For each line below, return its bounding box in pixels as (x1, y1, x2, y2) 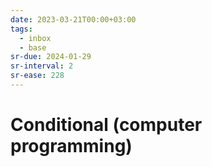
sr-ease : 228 (10, 71, 65, 81)
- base (19, 42, 47, 53)
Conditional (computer (10, 114, 203, 136)
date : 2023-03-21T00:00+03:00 (10, 14, 137, 25)
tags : (10, 24, 33, 34)
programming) (10, 135, 133, 158)
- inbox (19, 33, 52, 43)
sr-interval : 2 (10, 61, 74, 71)
